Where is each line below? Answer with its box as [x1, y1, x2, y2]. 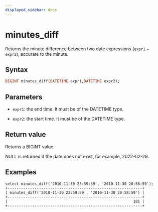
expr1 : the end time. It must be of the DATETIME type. [12, 106, 124, 112]
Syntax [5, 65, 28, 74]
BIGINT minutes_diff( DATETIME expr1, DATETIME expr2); [5, 79, 120, 84]
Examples [5, 168, 37, 176]
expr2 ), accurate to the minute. [5, 51, 69, 57]
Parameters [5, 92, 43, 101]
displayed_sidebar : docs [5, 7, 57, 13]
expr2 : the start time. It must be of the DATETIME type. [12, 116, 125, 122]
